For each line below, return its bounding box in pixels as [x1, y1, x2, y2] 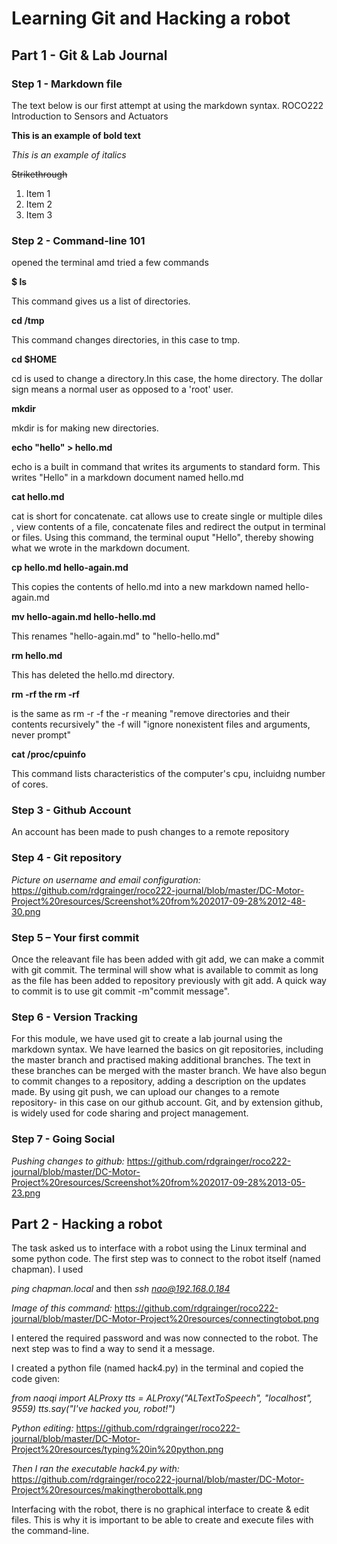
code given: [11, 1373, 61, 1385]
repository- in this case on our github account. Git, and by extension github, [11, 1097, 323, 1109]
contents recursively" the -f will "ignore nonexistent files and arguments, [11, 718, 311, 731]
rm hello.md [11, 650, 63, 662]
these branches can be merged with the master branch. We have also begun [11, 1065, 327, 1077]
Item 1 [25, 187, 51, 199]
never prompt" [11, 729, 72, 741]
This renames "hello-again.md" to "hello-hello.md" [11, 630, 221, 642]
